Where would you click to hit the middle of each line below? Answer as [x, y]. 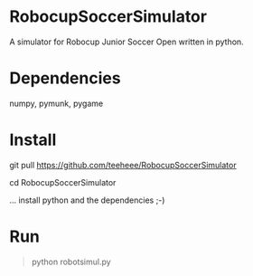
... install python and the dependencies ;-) [87, 200]
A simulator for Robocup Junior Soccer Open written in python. [126, 42]
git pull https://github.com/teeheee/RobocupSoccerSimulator [123, 165]
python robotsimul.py [71, 262]
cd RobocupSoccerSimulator [63, 182]
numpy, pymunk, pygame [56, 103]
